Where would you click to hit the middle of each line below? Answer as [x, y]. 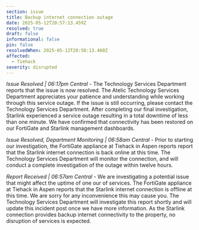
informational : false [33, 39]
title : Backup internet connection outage [60, 17]
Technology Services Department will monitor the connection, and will [92, 159]
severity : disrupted [32, 67]
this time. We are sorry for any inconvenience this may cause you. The [93, 196]
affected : [18, 56]
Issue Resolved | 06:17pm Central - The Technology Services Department [96, 84]
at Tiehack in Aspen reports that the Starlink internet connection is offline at [99, 189]
